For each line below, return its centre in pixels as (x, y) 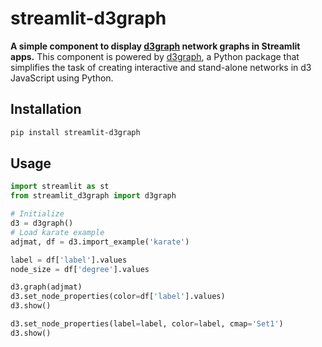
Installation (46, 109)
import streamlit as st (60, 187)
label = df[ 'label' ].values (69, 260)
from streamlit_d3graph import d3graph (93, 196)
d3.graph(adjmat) (46, 287)
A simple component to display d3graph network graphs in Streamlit (155, 46)
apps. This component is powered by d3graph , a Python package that (155, 56)
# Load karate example (57, 232)
